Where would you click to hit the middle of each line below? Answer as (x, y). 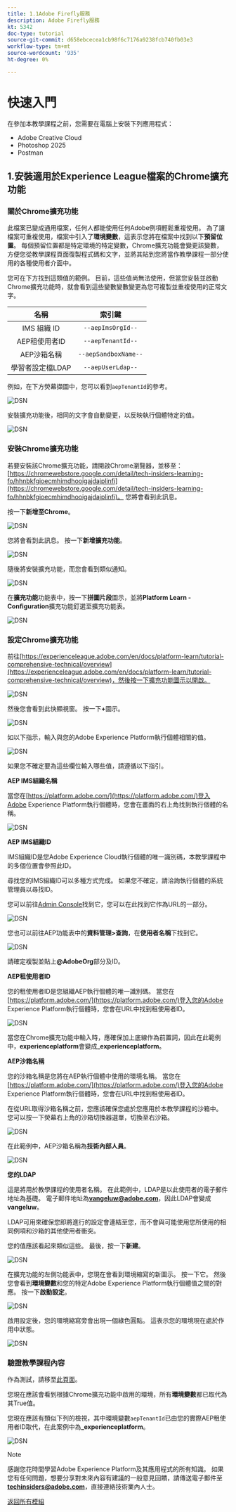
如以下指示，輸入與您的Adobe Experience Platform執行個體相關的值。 (109, 737)
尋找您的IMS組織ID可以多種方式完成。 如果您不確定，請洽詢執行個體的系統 (115, 880)
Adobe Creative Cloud (50, 137)
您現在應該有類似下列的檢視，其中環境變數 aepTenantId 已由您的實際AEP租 (113, 1418)
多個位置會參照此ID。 (44, 865)
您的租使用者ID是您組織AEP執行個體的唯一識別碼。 (81, 991)
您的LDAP (22, 1174)
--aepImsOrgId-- (111, 328)
